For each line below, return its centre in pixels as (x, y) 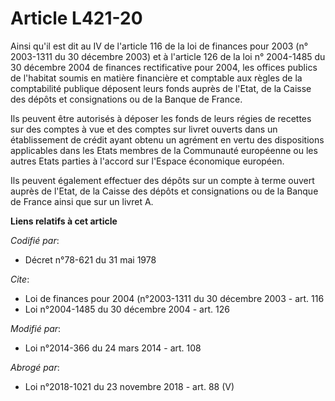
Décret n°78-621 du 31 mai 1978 (90, 259)
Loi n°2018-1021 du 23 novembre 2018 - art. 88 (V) (129, 386)
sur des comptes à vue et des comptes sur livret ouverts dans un (144, 129)
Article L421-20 (76, 18)
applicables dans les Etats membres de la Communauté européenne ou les (164, 150)
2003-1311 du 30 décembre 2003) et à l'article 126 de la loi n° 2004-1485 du (168, 56)
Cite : (20, 279)
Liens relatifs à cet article (64, 221)
